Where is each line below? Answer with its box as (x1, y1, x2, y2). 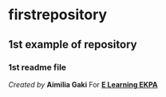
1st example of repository (8, 38, 137, 51)
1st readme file (8, 62, 66, 73)
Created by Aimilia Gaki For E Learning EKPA (8, 79, 158, 89)
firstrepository (8, 6, 108, 24)
